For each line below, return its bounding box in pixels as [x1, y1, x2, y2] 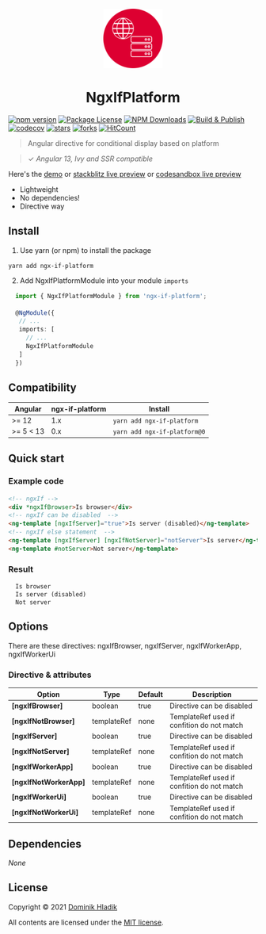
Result [8, 564, 34, 575]
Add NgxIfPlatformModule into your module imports [19, 275, 189, 285]
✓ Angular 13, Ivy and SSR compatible [27, 154, 153, 163]
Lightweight [19, 184, 59, 194]
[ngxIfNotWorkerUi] [11, 808, 79, 817]
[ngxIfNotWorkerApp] [11, 777, 85, 787]
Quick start [8, 452, 65, 465]
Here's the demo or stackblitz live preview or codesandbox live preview [8, 169, 241, 178]
